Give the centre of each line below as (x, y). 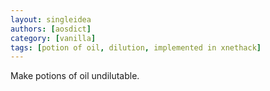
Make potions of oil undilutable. (75, 76)
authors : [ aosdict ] (51, 29)
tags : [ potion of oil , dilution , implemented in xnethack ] (136, 47)
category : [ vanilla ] (53, 38)
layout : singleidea (51, 19)
